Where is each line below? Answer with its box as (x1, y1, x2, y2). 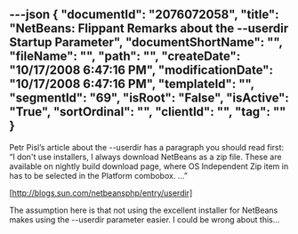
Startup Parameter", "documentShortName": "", (9, 35, 283, 50)
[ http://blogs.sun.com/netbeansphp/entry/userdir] (9, 187, 193, 198)
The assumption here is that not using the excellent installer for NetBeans (9, 205, 278, 215)
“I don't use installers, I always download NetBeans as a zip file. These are (9, 151, 282, 162)
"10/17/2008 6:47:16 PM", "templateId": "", (9, 77, 255, 92)
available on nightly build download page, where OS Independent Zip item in (9, 160, 289, 172)
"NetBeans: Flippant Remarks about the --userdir (9, 21, 289, 36)
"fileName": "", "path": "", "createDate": (9, 49, 241, 64)
